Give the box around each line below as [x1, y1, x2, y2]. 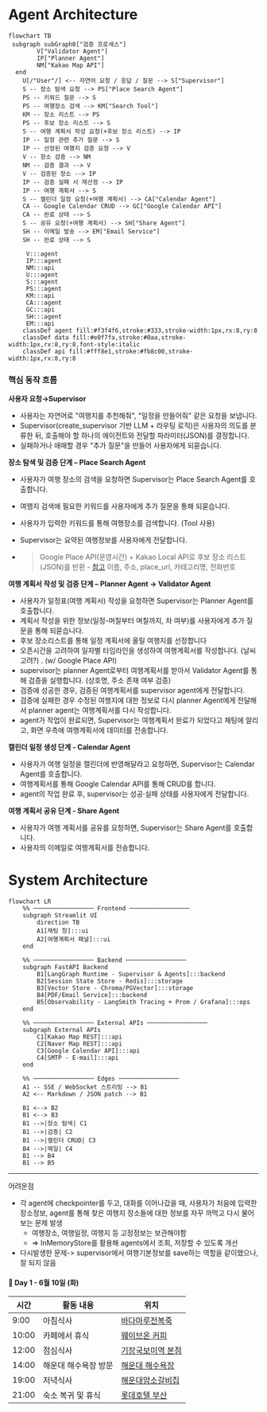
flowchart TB [8, 32, 52, 40]
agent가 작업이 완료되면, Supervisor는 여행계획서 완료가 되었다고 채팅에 [19, 715, 244, 726]
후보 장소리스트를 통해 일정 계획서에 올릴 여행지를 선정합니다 [19, 636, 207, 646]
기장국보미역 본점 [120, 1345, 182, 1356]
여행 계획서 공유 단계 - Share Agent [8, 806, 120, 816]
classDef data [22, 333, 69, 342]
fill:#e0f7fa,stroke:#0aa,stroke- [72, 333, 187, 342]
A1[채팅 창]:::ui [37, 927, 89, 935]
